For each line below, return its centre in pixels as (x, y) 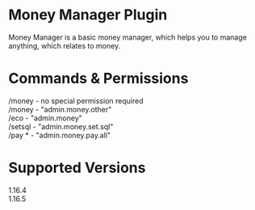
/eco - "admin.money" (46, 118)
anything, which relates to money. (65, 45)
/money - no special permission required (76, 101)
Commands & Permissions (98, 79)
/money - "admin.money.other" (60, 109)
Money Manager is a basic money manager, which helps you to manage (128, 37)
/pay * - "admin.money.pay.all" (60, 135)
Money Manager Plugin (88, 15)
